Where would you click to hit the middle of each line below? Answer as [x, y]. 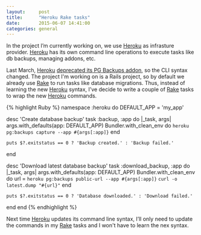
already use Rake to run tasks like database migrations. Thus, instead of [96, 83]
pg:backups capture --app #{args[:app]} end [63, 132]
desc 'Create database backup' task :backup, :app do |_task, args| [89, 119]
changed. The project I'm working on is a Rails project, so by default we [95, 77]
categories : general [32, 29]
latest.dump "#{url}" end [39, 185]
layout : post [28, 12]
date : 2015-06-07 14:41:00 [48, 23]
